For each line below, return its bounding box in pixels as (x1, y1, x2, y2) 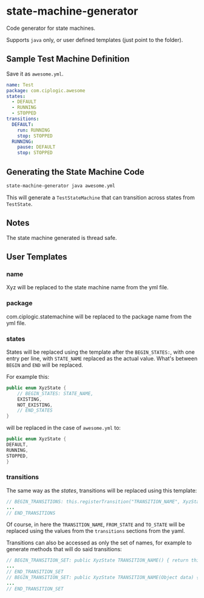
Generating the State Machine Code (6, 166, 144, 177)
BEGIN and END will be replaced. (6, 361, 83, 368)
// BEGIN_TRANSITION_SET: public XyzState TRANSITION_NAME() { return (6, 557, 189, 564)
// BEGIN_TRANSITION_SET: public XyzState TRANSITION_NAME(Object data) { (6, 574, 200, 581)
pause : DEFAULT (17, 144, 56, 150)
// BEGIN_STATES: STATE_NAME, (17, 390, 94, 396)
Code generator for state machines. (6, 24, 96, 32)
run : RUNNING (17, 127, 50, 133)
